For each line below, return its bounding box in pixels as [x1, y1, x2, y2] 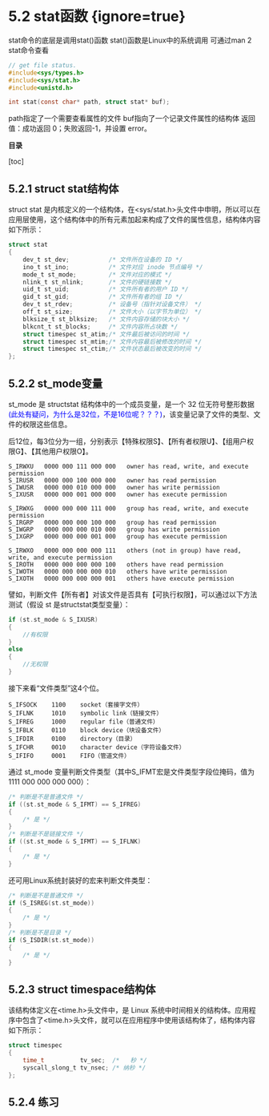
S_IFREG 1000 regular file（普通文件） [8, 718, 159, 726]
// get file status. [8, 61, 78, 69]
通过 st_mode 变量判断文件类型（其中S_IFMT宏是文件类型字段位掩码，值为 [8, 767, 255, 776]
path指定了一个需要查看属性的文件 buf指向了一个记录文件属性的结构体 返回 [8, 114, 256, 123]
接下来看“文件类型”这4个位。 [8, 683, 104, 693]
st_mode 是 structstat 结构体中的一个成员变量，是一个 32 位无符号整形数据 [8, 399, 255, 409]
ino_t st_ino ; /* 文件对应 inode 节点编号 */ [22, 263, 203, 271]
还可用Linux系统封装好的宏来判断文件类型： [8, 875, 153, 885]
